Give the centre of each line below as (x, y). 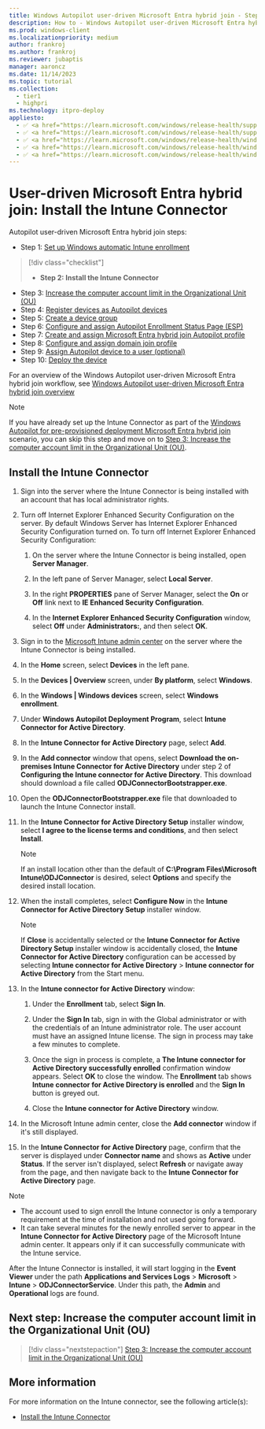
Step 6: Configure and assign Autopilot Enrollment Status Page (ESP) (132, 327)
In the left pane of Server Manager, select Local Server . (122, 579)
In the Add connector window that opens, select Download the (123, 758)
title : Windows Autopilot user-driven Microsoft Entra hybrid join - (125, 15)
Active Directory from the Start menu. (82, 974)
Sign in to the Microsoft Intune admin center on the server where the (131, 641)
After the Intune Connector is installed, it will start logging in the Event (123, 1268)
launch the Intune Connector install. (78, 807)
